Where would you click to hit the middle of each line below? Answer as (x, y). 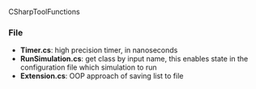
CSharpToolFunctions (44, 12)
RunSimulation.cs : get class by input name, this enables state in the (134, 59)
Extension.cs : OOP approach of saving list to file (102, 76)
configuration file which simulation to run (88, 67)
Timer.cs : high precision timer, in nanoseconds (99, 50)
